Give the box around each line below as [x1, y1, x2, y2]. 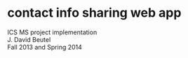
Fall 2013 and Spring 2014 [7, 43, 83, 51]
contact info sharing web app [7, 5, 182, 21]
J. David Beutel [7, 35, 51, 43]
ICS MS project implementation [7, 28, 98, 36]
